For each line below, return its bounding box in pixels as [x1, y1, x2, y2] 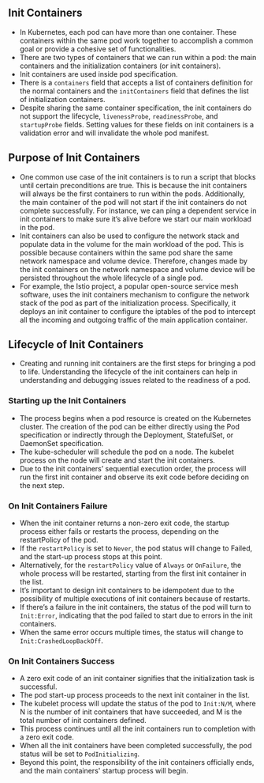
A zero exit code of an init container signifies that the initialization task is [19, 674, 255, 683]
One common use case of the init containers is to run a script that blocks [19, 172, 256, 181]
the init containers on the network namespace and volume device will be [19, 264, 255, 274]
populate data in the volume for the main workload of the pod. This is [19, 239, 244, 248]
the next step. [19, 480, 65, 490]
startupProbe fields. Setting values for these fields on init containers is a [19, 119, 255, 129]
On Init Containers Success [8, 656, 115, 667]
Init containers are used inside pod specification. [19, 69, 179, 78]
